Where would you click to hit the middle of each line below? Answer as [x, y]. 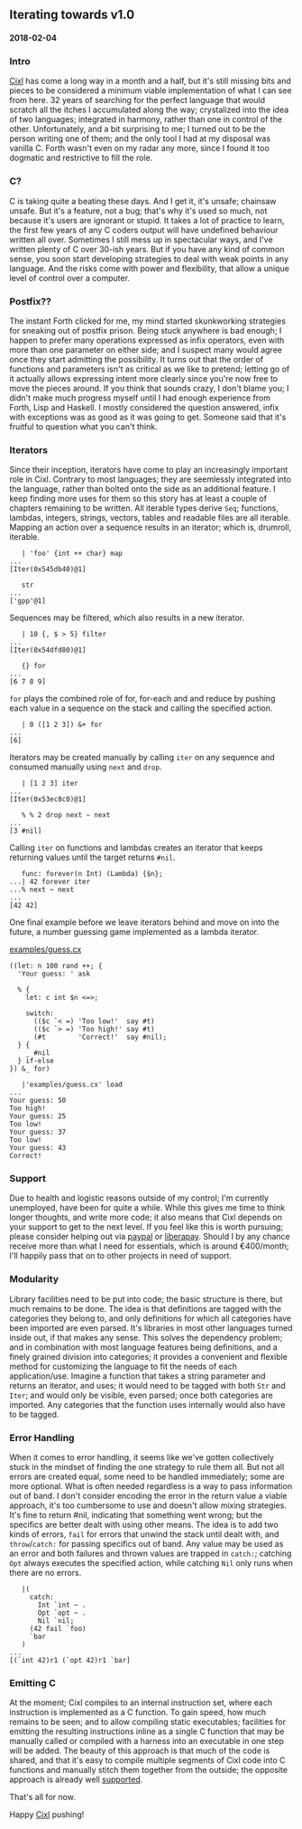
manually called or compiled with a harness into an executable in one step [146, 1741]
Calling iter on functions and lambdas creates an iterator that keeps [136, 848]
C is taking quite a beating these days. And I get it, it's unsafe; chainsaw [143, 201]
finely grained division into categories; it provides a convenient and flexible [149, 1356]
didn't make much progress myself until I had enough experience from [140, 398]
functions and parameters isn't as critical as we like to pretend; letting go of [150, 369]
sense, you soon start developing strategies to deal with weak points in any [149, 259]
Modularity [34, 1279]
